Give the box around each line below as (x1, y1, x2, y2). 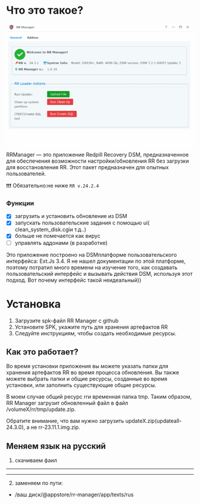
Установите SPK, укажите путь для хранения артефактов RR (14, 323, 168, 331)
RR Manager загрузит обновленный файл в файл (6, 400, 129, 407)
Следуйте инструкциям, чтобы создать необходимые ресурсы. (14, 329, 177, 337)
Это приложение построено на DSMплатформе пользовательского (6, 251, 177, 258)
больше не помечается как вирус (14, 232, 101, 239)
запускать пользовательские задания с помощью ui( (14, 219, 150, 226)
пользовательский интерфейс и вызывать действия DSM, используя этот (6, 270, 193, 277)
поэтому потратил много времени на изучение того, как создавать (6, 263, 178, 271)
